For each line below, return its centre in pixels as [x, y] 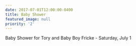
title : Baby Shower [26, 14]
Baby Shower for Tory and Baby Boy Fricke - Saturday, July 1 [68, 38]
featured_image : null [28, 19]
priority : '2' [20, 24]
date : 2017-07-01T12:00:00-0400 [39, 10]
